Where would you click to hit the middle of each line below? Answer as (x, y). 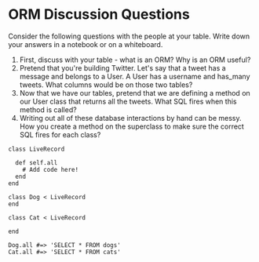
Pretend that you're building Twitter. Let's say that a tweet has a (122, 67)
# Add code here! (51, 169)
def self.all (36, 162)
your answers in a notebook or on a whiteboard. (86, 44)
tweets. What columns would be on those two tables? (106, 85)
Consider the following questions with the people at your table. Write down (129, 36)
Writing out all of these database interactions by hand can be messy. (130, 118)
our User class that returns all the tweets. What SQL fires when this (128, 101)
